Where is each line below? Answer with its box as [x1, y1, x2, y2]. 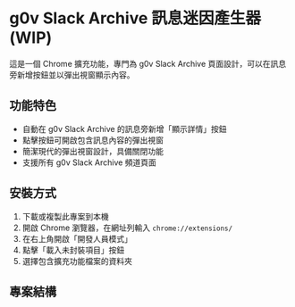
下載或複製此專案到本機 [21, 211, 109, 221]
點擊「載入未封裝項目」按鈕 [21, 245, 125, 255]
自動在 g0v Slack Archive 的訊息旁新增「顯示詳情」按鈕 [21, 123, 227, 134]
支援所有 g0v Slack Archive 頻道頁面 [21, 157, 156, 168]
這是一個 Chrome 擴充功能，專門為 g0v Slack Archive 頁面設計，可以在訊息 [9, 58, 287, 69]
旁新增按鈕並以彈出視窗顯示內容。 [9, 69, 135, 80]
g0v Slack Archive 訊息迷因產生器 [9, 8, 262, 29]
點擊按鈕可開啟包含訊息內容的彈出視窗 [21, 135, 164, 145]
